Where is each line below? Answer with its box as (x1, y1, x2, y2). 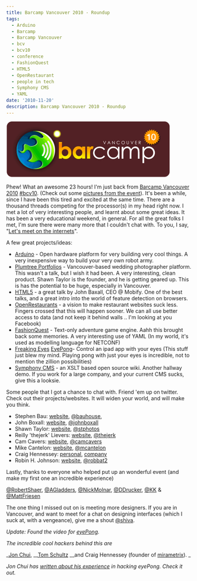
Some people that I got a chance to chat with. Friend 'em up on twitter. (6, 388, 179, 395)
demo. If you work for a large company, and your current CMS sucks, (14, 370, 185, 378)
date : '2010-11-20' (6, 98, 55, 103)
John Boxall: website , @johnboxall (14, 419, 99, 426)
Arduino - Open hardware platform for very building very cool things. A (14, 250, 188, 257)
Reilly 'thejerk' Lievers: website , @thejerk (14, 431, 116, 438)
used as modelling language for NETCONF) (14, 339, 120, 346)
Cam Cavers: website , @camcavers (14, 438, 102, 445)
